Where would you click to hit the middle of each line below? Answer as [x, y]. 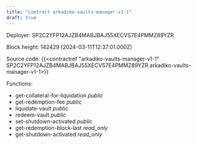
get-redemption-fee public [48, 102]
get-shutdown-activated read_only [58, 134]
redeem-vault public [40, 115]
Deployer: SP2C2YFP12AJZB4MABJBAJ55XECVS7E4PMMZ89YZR [90, 35]
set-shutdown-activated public [54, 121]
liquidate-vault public [42, 108]
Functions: [19, 84]
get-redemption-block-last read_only [61, 128]
